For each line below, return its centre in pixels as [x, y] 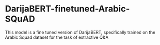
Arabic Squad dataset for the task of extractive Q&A [57, 37]
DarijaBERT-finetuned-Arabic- [67, 9]
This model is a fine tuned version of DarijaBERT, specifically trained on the [80, 32]
